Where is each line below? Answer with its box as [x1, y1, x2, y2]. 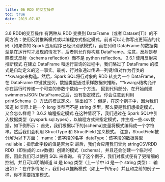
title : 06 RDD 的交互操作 [5, 7, 55, 12]
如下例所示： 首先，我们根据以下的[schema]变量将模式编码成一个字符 [13, 122, 155, 128]
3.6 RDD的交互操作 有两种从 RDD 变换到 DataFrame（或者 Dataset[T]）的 [5, 30, 154, 36]
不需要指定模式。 [18, 172, 53, 178]
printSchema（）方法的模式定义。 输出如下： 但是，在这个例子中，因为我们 [5, 98, 158, 104]
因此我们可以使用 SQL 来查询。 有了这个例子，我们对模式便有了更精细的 [13, 153, 160, 159]
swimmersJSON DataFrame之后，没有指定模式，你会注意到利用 [5, 92, 134, 98]
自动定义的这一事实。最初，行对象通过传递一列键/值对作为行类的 [13, 67, 145, 73]
